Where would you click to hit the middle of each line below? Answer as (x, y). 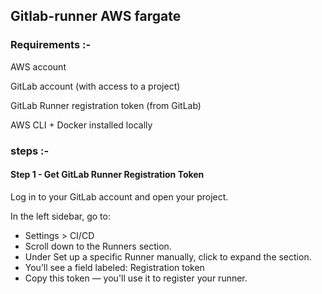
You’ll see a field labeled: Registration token (114, 267)
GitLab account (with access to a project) (95, 86)
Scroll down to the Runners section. (98, 246)
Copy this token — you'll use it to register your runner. (136, 278)
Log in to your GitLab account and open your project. (119, 196)
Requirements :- (51, 45)
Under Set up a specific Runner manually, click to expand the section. (168, 256)
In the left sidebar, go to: (60, 216)
